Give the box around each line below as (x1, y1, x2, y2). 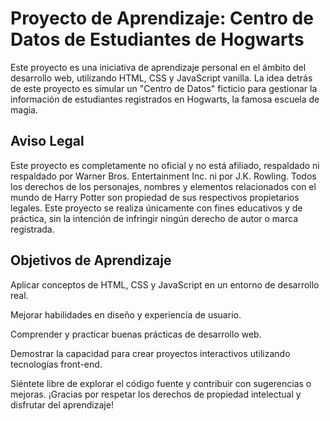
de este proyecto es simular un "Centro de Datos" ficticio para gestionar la (10, 82, 318, 94)
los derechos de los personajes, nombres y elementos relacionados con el (10, 180, 317, 192)
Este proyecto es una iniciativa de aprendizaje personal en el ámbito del (10, 61, 307, 73)
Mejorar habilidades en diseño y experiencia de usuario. (10, 308, 242, 321)
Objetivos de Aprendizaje (10, 252, 172, 269)
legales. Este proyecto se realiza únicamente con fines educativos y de (10, 202, 303, 214)
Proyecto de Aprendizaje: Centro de (10, 7, 314, 30)
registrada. (10, 223, 55, 235)
